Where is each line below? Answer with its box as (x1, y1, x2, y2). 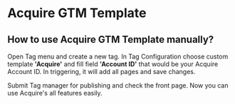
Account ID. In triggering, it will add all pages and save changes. (7, 68, 196, 76)
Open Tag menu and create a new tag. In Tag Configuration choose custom (7, 52, 229, 61)
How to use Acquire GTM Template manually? (7, 33, 214, 46)
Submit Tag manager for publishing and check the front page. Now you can (7, 81, 229, 90)
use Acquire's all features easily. (7, 89, 103, 97)
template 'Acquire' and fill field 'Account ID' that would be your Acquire (7, 60, 219, 68)
